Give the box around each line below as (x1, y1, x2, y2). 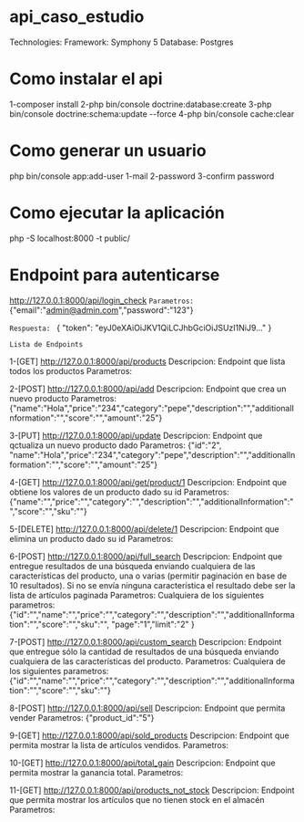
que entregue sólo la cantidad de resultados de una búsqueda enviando (9, 646, 279, 657)
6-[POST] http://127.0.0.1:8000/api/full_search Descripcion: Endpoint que (9, 550, 283, 562)
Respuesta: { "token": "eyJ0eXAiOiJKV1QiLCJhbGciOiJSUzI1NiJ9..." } (9, 322, 272, 333)
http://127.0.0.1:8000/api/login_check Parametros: (9, 295, 194, 306)
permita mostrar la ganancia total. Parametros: (9, 766, 184, 777)
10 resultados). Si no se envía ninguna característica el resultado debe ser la (9, 579, 296, 590)
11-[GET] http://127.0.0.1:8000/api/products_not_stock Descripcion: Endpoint (9, 785, 295, 796)
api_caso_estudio (9, 6, 145, 27)
